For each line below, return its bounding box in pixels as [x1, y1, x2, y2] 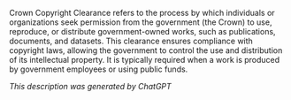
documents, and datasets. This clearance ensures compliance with [9, 35, 254, 46]
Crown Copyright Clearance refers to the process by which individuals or [9, 8, 276, 18]
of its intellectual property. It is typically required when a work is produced [9, 55, 280, 65]
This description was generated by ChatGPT [9, 81, 172, 91]
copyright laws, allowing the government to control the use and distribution [9, 45, 283, 56]
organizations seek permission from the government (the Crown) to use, [9, 17, 272, 27]
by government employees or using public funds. [9, 64, 188, 74]
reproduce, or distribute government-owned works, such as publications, [9, 27, 276, 36]
